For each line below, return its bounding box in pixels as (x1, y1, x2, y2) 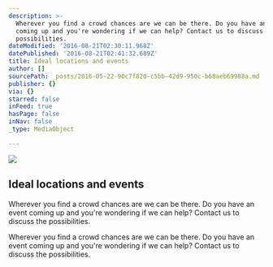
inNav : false (8, 118, 53, 126)
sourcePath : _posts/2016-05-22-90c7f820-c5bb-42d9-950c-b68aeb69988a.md (8, 72, 260, 80)
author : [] (8, 65, 45, 73)
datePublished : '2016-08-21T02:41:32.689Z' (8, 50, 158, 58)
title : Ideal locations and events (8, 58, 129, 66)
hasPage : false (8, 110, 60, 118)
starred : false (8, 95, 60, 103)
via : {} (8, 87, 35, 96)
